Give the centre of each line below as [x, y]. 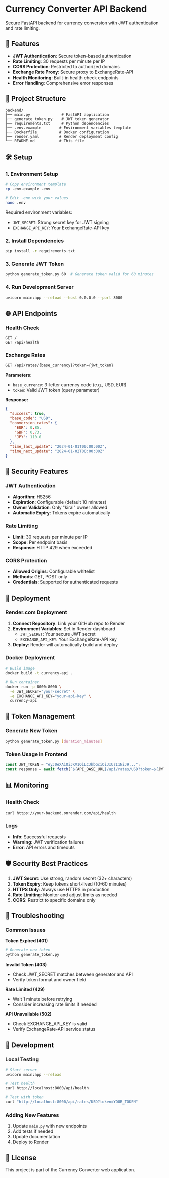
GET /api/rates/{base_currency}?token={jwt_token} [59, 365]
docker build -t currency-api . [39, 673]
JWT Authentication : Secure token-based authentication [72, 56]
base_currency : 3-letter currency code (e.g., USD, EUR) [69, 385]
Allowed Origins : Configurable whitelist [53, 571]
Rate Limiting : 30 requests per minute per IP [59, 61]
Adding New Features [32, 1115]
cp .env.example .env [28, 189]
